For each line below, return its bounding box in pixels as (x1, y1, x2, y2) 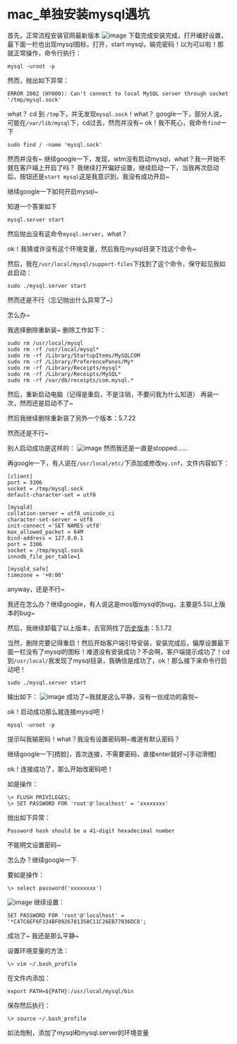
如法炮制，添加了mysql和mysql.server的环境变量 (7, 1028, 150, 1037)
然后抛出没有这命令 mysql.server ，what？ (7, 229, 128, 238)
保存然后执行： (7, 1001, 51, 1009)
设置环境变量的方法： (7, 946, 69, 954)
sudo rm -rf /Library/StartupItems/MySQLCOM (7, 352, 140, 359)
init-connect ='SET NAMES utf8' (7, 522, 102, 529)
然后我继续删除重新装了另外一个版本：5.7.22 (7, 413, 136, 422)
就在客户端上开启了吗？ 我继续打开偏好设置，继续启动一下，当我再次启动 (7, 163, 219, 171)
